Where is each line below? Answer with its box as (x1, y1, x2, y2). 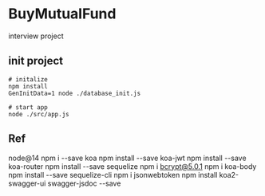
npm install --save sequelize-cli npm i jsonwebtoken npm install (8, 170, 218, 179)
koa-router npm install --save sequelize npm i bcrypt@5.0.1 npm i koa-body (8, 161, 257, 171)
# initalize (8, 75, 48, 84)
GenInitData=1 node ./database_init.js (8, 89, 141, 97)
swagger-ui (8, 178, 46, 188)
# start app (8, 103, 48, 112)
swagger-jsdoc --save (47, 178, 121, 188)
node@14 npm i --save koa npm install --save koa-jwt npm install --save (8, 153, 247, 163)
